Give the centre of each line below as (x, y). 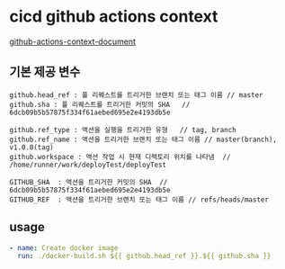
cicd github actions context (114, 17)
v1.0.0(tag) (31, 147)
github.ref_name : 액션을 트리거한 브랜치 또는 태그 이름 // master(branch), (143, 139)
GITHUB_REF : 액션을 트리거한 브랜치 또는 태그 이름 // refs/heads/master (139, 200)
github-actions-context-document (73, 41)
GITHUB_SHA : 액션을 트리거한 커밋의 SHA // (89, 182)
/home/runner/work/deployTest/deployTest (88, 165)
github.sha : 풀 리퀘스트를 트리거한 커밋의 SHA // (100, 104)
